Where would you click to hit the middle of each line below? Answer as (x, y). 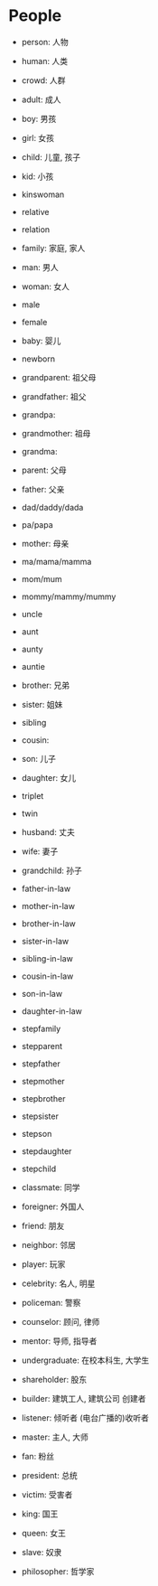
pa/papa (37, 524)
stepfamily (41, 1028)
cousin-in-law (47, 976)
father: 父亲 (43, 489)
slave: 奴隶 (42, 1552)
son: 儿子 (38, 758)
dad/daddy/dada (52, 507)
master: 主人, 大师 (55, 1437)
